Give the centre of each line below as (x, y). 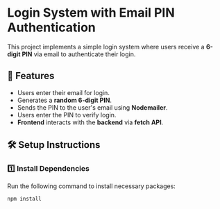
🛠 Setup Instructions (54, 145)
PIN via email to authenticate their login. (79, 54)
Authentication (51, 27)
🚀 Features (31, 76)
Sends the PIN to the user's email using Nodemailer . (92, 107)
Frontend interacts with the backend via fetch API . (90, 122)
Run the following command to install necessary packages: (91, 186)
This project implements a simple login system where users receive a (106, 47)
